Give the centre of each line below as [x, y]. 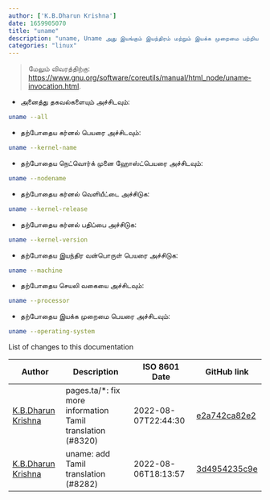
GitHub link [227, 372]
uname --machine [35, 271]
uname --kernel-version [48, 240]
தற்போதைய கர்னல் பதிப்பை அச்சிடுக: [78, 224]
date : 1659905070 [37, 23]
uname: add [88, 454]
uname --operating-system [51, 332]
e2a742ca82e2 [226, 415]
